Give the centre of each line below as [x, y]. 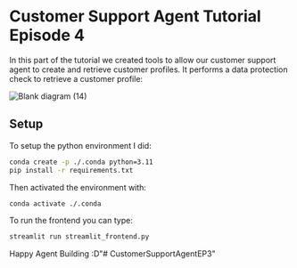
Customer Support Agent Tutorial [135, 16]
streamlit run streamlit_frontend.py [79, 237]
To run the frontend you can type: [71, 221]
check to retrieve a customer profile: [76, 78]
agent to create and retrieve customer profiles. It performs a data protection [148, 69]
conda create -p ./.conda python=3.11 [81, 162]
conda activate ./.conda [55, 203]
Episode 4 [47, 35]
